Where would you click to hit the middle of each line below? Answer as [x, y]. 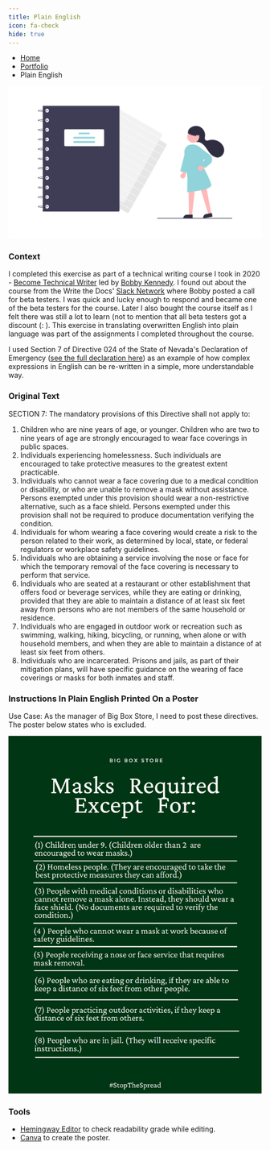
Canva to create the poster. [65, 1138]
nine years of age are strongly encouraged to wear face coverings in [133, 438]
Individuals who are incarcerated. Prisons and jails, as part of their [129, 660]
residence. [37, 617]
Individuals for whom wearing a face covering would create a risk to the [139, 532]
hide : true [27, 34]
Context [25, 256]
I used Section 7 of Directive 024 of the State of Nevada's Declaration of [128, 350]
